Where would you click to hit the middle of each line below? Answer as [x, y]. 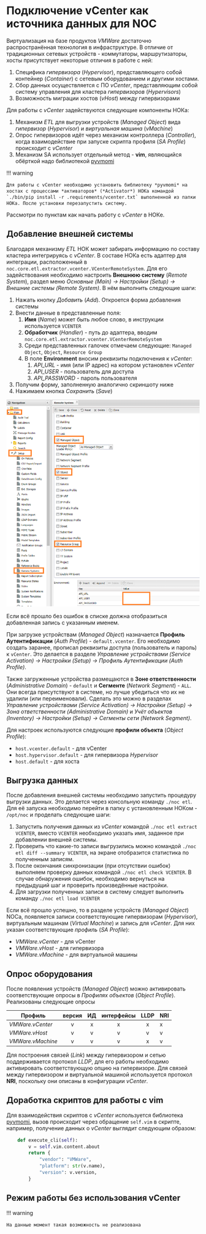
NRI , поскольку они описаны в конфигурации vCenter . [77, 1081]
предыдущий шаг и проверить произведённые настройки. [92, 885]
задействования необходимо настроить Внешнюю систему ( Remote [97, 275]
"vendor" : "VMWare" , [65, 1160]
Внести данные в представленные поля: [68, 313]
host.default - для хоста [47, 761]
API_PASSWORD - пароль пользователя [85, 378]
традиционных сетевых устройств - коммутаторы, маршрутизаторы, [97, 53]
